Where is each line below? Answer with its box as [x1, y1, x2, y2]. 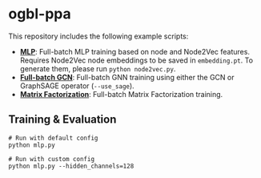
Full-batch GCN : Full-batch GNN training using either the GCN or [19, 72, 235, 82]
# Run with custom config [8, 155, 94, 163]
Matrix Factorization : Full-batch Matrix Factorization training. [19, 89, 223, 99]
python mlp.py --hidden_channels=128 [8, 162, 135, 170]
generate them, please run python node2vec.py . [19, 63, 176, 73]
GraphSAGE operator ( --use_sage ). [19, 81, 135, 91]
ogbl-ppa [8, 5, 72, 23]
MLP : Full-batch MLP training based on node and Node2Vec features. [19, 47, 251, 56]
